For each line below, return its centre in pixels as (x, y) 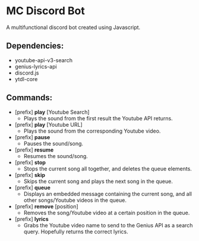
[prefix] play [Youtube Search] (52, 112)
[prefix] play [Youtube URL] (49, 124)
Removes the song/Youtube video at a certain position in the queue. (107, 213)
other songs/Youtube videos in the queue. (75, 200)
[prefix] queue (32, 187)
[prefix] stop (30, 162)
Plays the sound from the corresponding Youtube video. (92, 131)
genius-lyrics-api (36, 66)
